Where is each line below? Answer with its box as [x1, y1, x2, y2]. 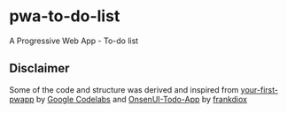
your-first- [240, 84, 279, 94]
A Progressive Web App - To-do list [9, 35, 139, 46]
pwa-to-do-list [9, 6, 120, 26]
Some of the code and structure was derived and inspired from [9, 84, 239, 94]
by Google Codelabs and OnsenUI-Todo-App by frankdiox [35, 94, 248, 104]
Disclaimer [9, 61, 70, 76]
